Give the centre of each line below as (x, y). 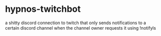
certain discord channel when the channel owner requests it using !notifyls (80, 28)
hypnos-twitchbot (43, 9)
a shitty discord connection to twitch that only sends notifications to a (76, 23)
